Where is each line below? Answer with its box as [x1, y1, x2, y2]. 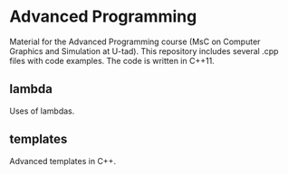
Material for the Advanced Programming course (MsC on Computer [9, 36, 261, 47]
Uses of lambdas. [9, 106, 75, 116]
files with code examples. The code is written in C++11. [9, 55, 215, 66]
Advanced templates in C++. [9, 155, 116, 166]
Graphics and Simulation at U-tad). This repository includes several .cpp [9, 45, 279, 56]
